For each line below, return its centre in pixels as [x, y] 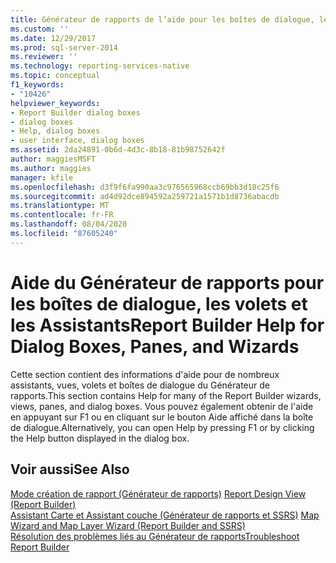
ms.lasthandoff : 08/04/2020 [69, 224]
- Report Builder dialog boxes [75, 112]
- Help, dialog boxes [55, 131]
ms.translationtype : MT [60, 206]
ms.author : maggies [51, 168]
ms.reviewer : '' [44, 57]
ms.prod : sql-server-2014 [64, 47]
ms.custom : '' [40, 29]
